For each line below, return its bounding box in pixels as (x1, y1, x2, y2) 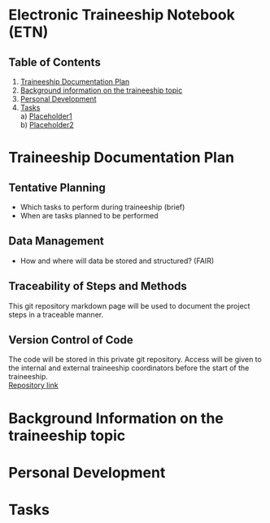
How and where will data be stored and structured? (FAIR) (20, 256, 214, 266)
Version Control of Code (8, 333, 133, 347)
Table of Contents (8, 55, 102, 69)
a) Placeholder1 (20, 111, 72, 121)
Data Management (8, 234, 104, 249)
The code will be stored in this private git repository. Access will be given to (8, 355, 262, 365)
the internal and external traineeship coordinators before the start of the (8, 363, 250, 373)
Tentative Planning (8, 180, 106, 194)
